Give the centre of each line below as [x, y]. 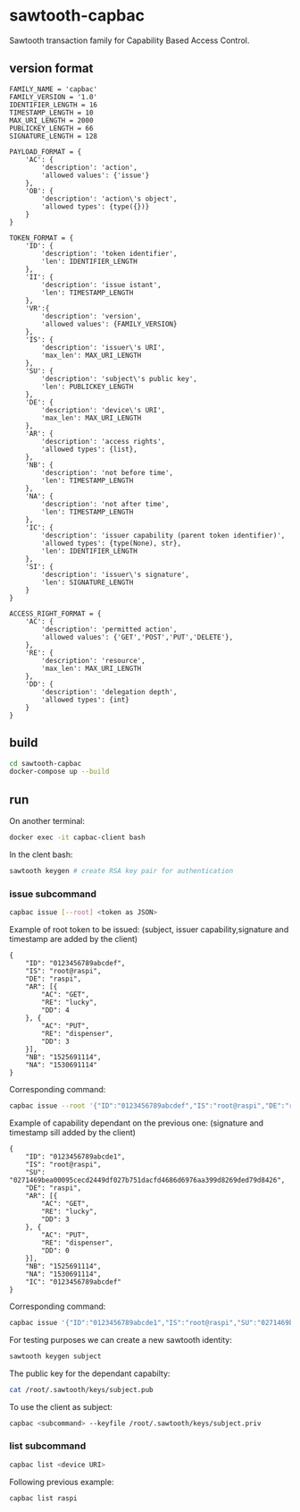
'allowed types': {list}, [90, 449]
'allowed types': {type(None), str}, [111, 543]
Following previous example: [62, 1482]
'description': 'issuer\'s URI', [104, 347]
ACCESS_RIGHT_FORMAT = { [55, 614]
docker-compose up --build [59, 772]
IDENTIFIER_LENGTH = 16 [54, 105]
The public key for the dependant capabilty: [90, 1373]
